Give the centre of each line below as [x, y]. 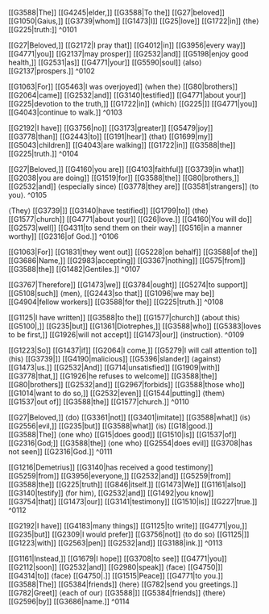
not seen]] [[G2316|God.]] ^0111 [60, 451]
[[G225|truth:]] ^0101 [43, 29]
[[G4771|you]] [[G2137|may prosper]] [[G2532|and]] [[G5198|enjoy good [128, 54]
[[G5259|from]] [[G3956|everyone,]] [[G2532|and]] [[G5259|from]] [120, 476]
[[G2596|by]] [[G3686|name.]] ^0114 [69, 601]
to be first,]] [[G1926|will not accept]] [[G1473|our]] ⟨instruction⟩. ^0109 [126, 334]
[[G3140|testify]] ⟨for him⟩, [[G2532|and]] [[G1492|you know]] [111, 493]
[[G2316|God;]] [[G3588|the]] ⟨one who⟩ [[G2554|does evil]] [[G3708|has [130, 443]
